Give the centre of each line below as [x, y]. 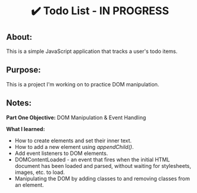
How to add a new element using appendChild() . [74, 147]
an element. [29, 185]
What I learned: [26, 129]
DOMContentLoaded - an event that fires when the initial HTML [92, 159]
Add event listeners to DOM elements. [61, 153]
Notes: [19, 103]
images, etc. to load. [40, 172]
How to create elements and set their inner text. [73, 141]
